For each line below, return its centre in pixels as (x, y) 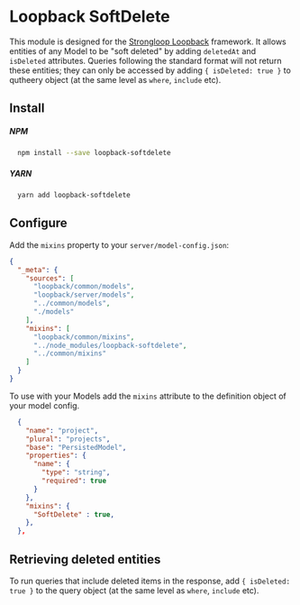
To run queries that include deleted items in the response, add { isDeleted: (150, 581)
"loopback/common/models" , (84, 287)
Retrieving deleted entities (85, 559)
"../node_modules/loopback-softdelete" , (110, 345)
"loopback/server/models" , (84, 295)
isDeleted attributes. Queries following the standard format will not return (145, 60)
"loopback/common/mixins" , (84, 337)
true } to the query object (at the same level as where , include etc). (134, 591)
